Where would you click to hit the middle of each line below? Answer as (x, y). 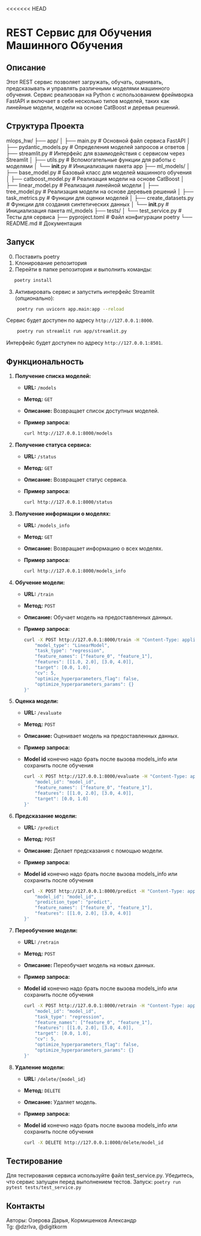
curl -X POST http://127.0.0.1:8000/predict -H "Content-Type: (104, 891)
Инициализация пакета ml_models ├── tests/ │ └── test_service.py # (94, 210)
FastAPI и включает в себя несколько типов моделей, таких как (88, 101)
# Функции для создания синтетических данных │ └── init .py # (88, 204)
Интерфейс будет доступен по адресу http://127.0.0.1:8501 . (84, 343)
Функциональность (45, 362)
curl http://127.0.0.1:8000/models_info (75, 571)
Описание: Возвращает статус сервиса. (75, 479)
